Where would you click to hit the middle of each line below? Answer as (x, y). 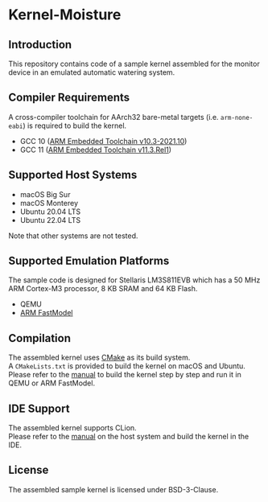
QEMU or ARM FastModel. (52, 383)
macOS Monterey (49, 203)
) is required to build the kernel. (75, 125)
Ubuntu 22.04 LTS (50, 220)
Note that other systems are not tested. (73, 236)
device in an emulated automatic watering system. (92, 72)
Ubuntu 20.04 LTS (50, 212)
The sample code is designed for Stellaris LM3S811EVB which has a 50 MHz (134, 280)
